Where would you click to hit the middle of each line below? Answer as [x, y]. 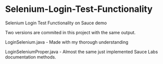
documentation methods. [31, 57]
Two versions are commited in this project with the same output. [70, 32]
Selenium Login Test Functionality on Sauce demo [56, 23]
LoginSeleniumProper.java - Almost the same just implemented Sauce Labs [81, 52]
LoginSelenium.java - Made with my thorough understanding [67, 42]
